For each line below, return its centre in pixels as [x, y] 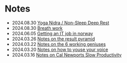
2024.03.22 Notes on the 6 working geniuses [59, 44]
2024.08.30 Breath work [37, 28]
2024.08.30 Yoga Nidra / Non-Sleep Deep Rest [60, 23]
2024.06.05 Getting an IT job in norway [52, 33]
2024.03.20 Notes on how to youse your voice [60, 49]
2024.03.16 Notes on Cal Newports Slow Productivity [67, 55]
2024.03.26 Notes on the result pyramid [53, 39]
